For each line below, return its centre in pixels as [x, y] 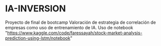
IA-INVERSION [35, 9]
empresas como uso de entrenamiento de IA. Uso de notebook [69, 27]
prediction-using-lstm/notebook [38, 38]
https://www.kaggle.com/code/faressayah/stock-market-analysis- [75, 33]
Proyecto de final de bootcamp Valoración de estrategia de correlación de [80, 22]
